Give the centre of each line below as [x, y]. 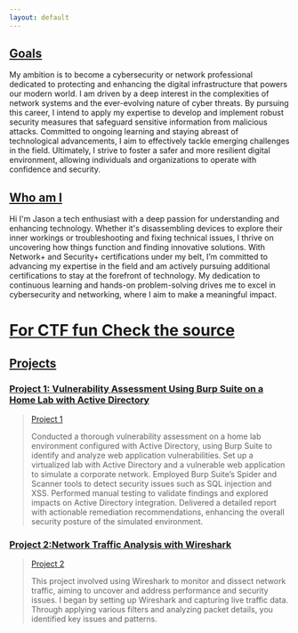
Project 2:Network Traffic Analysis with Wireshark [121, 545]
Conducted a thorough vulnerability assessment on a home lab [146, 436]
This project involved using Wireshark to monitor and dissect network [158, 581]
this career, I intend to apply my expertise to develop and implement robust [147, 113]
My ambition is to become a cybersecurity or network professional [131, 75]
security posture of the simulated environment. [117, 522]
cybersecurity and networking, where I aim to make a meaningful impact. [143, 295]
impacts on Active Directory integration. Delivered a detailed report [154, 503]
